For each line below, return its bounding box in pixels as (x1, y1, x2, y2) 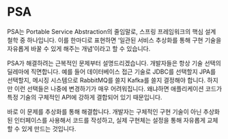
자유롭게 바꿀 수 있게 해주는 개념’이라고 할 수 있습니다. (7, 44, 151, 52)
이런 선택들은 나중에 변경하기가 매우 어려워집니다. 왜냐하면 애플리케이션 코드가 (14, 84, 223, 93)
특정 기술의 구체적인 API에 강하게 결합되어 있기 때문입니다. (7, 93, 162, 101)
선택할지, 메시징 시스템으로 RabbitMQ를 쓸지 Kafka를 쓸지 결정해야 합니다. (7, 76, 206, 84)
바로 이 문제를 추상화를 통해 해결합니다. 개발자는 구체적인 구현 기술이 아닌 (7, 107, 202, 116)
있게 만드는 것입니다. (21, 124, 76, 133)
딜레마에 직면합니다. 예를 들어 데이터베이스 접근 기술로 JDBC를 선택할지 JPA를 (7, 67, 216, 76)
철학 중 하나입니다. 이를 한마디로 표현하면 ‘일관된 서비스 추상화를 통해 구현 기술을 (7, 35, 222, 44)
